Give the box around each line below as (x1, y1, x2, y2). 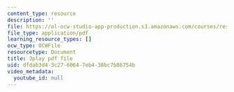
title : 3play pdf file (7, 55, 73, 62)
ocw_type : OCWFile (7, 42, 61, 49)
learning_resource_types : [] (7, 36, 92, 43)
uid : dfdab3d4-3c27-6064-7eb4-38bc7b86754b (7, 62, 136, 68)
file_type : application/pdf (7, 29, 89, 37)
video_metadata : (7, 68, 54, 75)
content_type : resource (7, 10, 77, 17)
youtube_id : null (13, 74, 64, 82)
